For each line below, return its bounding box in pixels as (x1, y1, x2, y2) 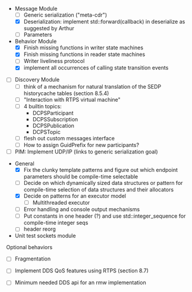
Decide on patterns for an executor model (23, 193, 127, 199)
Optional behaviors (6, 244, 53, 251)
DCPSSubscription (32, 115, 78, 123)
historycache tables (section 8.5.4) (23, 89, 109, 97)
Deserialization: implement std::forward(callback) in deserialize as (23, 18, 185, 26)
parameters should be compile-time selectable (23, 172, 139, 180)
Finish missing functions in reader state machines (23, 51, 146, 58)
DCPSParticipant (32, 109, 74, 117)
